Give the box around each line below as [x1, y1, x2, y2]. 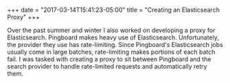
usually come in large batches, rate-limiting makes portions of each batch [7, 48, 216, 56]
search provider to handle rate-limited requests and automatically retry [7, 63, 207, 70]
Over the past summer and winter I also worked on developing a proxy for [7, 27, 216, 34]
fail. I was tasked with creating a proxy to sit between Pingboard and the [7, 55, 211, 63]
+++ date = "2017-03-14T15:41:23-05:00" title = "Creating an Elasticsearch [7, 6, 220, 14]
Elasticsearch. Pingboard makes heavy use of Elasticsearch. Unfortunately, [7, 33, 220, 41]
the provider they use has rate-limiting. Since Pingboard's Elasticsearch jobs [7, 41, 223, 48]
